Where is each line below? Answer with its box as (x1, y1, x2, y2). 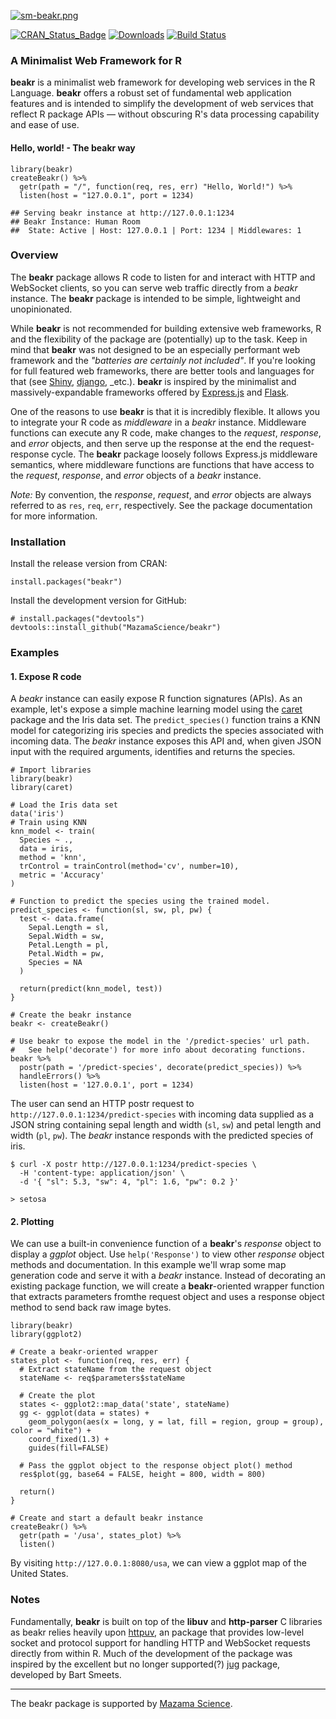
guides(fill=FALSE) (28, 1443, 110, 1454)
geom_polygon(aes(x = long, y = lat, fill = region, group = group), (28, 1417, 325, 1427)
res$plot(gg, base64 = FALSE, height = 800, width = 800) (19, 1470, 267, 1480)
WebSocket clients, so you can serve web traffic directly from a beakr (10, 281, 298, 294)
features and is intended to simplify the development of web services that (10, 98, 314, 110)
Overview (10, 248, 59, 262)
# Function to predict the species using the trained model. (10, 896, 271, 907)
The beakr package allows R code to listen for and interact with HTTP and (10, 271, 316, 283)
